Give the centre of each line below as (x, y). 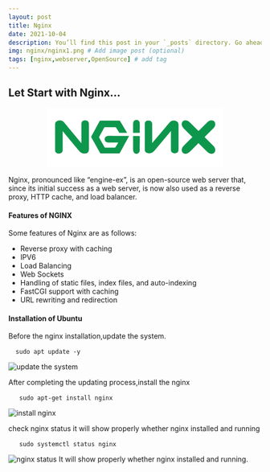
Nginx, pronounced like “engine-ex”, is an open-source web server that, (127, 180)
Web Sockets (42, 274)
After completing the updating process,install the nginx (99, 383)
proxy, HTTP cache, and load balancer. (73, 197)
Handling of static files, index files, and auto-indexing (108, 283)
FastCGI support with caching (69, 291)
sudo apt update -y (48, 352)
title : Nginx (30, 25)
